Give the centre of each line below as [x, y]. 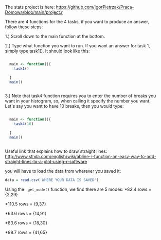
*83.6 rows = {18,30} [26, 223]
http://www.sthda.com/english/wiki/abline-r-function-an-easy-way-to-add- [81, 156]
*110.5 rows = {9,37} [26, 204]
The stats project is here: [30, 7]
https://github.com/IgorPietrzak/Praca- [95, 7]
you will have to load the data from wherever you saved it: [63, 171]
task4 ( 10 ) [24, 124]
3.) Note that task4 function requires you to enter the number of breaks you [80, 96]
